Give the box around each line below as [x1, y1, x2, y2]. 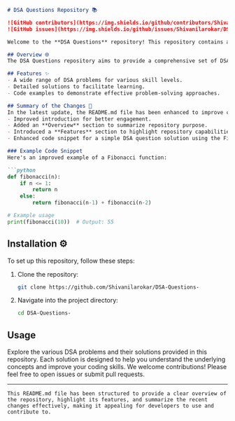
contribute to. [7, 408, 52, 416]
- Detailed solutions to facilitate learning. [7, 83, 145, 90]
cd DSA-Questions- [17, 310, 71, 317]
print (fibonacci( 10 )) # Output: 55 [7, 218, 114, 226]
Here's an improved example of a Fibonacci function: [7, 154, 168, 161]
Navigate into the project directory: [17, 296, 119, 305]
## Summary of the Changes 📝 [7, 102, 92, 109]
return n [32, 186, 58, 193]
